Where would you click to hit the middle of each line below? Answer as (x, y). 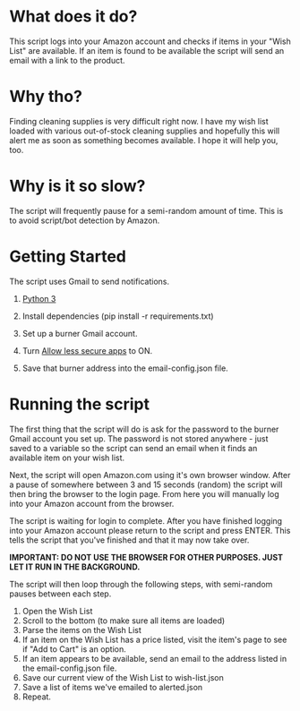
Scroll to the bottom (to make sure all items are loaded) (124, 621)
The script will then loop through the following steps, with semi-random (141, 584)
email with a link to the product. (67, 60)
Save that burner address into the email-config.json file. (125, 368)
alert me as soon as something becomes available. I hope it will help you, (144, 140)
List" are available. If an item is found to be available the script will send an (147, 50)
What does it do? (73, 17)
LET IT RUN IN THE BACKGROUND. (75, 567)
